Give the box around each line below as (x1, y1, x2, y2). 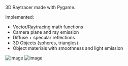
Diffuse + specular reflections (12, 35, 75, 40)
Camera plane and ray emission (12, 29, 79, 35)
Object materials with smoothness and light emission (12, 45, 123, 51)
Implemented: (5, 14, 35, 20)
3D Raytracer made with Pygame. (5, 5, 76, 10)
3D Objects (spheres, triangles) (12, 40, 79, 46)
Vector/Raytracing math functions (12, 24, 83, 30)
